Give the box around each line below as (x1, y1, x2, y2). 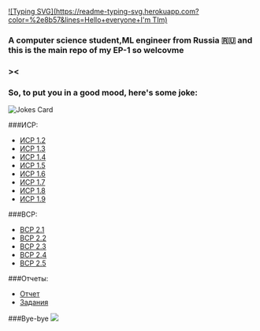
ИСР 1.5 (19, 161, 46, 171)
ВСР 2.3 (19, 242, 46, 251)
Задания (19, 298, 49, 307)
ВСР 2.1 (19, 225, 45, 235)
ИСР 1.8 (19, 186, 46, 196)
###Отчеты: (8, 274, 49, 284)
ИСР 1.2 (19, 136, 46, 145)
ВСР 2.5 (19, 258, 46, 268)
